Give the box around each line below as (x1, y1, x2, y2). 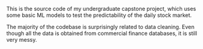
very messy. (6, 36, 37, 43)
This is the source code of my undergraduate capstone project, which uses (6, 5, 196, 12)
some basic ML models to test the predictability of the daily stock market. (6, 11, 192, 19)
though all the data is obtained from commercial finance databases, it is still (6, 30, 197, 37)
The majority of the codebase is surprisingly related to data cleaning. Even (6, 24, 195, 30)
